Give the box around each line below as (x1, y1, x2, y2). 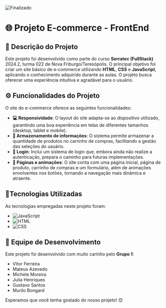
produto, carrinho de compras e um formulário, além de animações (12, 164, 151, 170)
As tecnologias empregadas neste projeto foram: (5, 203, 106, 209)
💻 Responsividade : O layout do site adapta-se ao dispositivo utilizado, (12, 115, 159, 121)
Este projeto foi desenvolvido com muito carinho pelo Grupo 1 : (5, 251, 134, 257)
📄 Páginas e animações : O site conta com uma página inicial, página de (12, 159, 161, 165)
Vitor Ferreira (12, 261, 40, 267)
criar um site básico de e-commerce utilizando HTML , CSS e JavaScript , (5, 67, 156, 72)
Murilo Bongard (12, 287, 45, 293)
